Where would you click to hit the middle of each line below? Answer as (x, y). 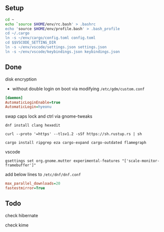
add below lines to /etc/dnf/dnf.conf (43, 175)
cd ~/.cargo (17, 33)
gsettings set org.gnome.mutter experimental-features (63, 161)
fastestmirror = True (25, 188)
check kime (17, 225)
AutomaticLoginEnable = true (33, 102)
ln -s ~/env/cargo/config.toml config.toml (50, 38)
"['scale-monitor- (141, 161)
